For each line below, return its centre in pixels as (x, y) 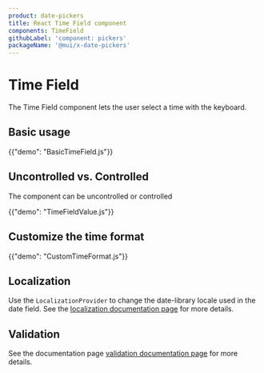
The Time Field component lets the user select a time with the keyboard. (128, 107)
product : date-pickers (46, 16)
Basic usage (39, 132)
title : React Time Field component (68, 23)
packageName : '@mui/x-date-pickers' (69, 46)
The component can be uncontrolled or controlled (90, 196)
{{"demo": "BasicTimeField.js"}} (61, 151)
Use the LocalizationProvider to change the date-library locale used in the (132, 300)
